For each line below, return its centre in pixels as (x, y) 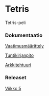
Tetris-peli (15, 23)
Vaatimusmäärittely (24, 46)
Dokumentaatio (24, 35)
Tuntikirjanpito (20, 55)
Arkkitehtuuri (18, 65)
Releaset (16, 78)
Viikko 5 (13, 88)
